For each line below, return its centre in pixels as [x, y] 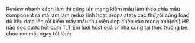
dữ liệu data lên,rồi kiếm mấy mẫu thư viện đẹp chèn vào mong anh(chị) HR [98, 21]
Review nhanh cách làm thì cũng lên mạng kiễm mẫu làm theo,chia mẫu [93, 9]
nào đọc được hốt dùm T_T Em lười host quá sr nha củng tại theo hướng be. [97, 27]
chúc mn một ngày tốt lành [39, 34]
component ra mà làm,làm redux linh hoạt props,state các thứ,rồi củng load [98, 15]
